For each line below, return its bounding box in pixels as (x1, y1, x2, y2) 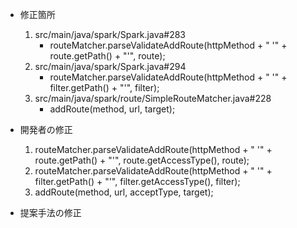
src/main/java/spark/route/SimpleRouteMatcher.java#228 (34, 93, 272, 104)
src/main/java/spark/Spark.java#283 (34, 29, 187, 40)
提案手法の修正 (19, 207, 82, 218)
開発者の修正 (19, 124, 73, 135)
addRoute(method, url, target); (49, 103, 176, 115)
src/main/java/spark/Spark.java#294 (34, 61, 187, 72)
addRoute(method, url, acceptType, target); (34, 186, 214, 198)
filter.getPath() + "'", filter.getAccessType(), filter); (34, 176, 241, 187)
